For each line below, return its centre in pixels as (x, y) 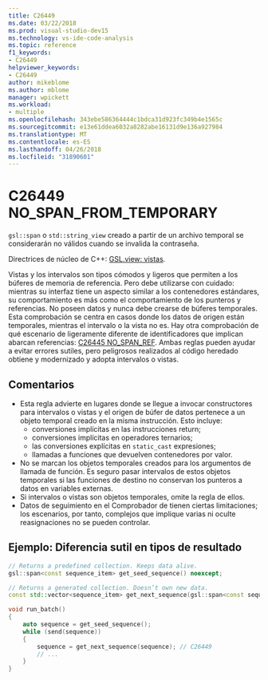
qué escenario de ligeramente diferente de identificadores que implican (126, 334)
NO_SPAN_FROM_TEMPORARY (113, 213)
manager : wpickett (39, 97)
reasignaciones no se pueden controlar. (85, 522)
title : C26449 (32, 16)
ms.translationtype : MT (48, 134)
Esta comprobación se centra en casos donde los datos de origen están (126, 317)
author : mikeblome (39, 82)
